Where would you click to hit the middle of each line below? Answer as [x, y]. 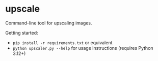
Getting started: [22, 33]
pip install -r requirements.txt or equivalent [62, 42]
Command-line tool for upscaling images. [49, 23]
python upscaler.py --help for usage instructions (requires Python [83, 48]
